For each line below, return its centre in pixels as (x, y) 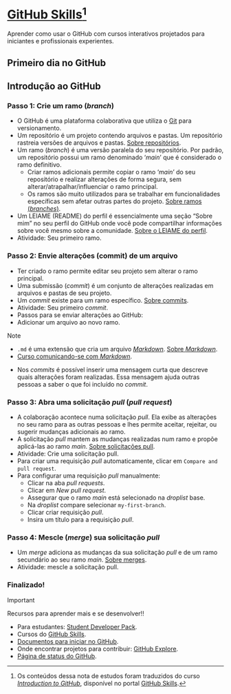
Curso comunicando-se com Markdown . (75, 356)
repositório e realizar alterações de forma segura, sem (104, 179)
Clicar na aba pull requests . (66, 482)
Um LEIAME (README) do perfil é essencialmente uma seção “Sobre (115, 216)
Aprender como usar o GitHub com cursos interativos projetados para (106, 34)
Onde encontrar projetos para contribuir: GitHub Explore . (98, 649)
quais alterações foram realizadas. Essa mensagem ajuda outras (108, 377)
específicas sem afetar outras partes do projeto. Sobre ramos (114, 201)
